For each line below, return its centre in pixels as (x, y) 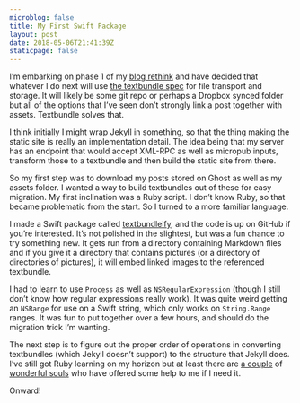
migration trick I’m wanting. (60, 328)
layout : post (34, 34)
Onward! (25, 390)
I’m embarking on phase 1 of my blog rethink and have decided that (134, 76)
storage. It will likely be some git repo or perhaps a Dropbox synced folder (146, 96)
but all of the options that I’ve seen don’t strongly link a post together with (146, 105)
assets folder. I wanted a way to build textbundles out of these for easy (141, 188)
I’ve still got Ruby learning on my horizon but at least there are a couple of (146, 364)
